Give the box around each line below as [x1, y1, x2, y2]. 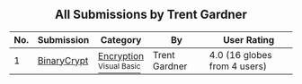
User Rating [223, 33, 275, 46]
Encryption [97, 49, 145, 62]
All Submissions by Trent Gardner [55, 7, 247, 22]
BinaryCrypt [37, 54, 89, 66]
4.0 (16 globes [209, 48, 272, 61]
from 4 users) [209, 60, 267, 72]
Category [100, 33, 142, 46]
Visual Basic [97, 61, 141, 71]
